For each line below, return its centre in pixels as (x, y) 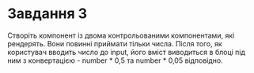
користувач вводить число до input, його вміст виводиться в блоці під (127, 52)
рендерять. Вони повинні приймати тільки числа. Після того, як (115, 43)
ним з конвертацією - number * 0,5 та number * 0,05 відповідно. (115, 60)
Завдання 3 (47, 14)
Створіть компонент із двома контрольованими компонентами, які (121, 35)
